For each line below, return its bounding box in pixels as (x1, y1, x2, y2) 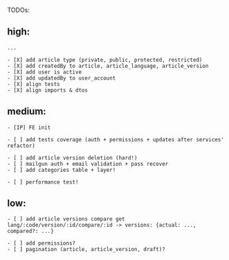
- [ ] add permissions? (7, 240, 76, 247)
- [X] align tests (7, 80, 60, 87)
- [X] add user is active (7, 69, 82, 76)
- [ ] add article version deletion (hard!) (7, 154, 138, 162)
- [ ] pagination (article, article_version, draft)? (7, 246, 166, 253)
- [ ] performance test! (7, 178, 79, 186)
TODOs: (7, 6, 30, 14)
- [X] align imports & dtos (7, 87, 89, 94)
